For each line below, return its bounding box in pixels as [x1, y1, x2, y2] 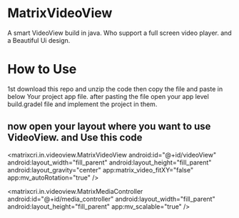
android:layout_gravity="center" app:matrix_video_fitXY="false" [7, 165, 194, 174]
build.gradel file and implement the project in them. [7, 100, 158, 108]
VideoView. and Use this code [7, 132, 143, 144]
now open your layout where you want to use [7, 120, 211, 133]
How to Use [7, 61, 77, 78]
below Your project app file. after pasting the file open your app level [7, 92, 209, 100]
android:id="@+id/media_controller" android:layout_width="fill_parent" [7, 194, 215, 203]
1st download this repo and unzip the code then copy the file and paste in [7, 84, 223, 93]
